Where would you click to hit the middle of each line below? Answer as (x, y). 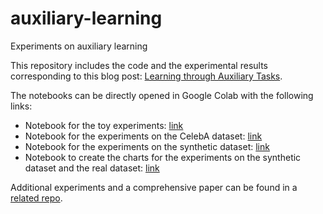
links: (21, 106)
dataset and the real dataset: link (92, 168)
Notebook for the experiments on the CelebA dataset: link (143, 136)
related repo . (36, 198)
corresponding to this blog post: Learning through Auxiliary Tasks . (146, 76)
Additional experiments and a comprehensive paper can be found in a (154, 187)
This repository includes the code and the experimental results (139, 65)
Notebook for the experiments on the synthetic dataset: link (147, 146)
